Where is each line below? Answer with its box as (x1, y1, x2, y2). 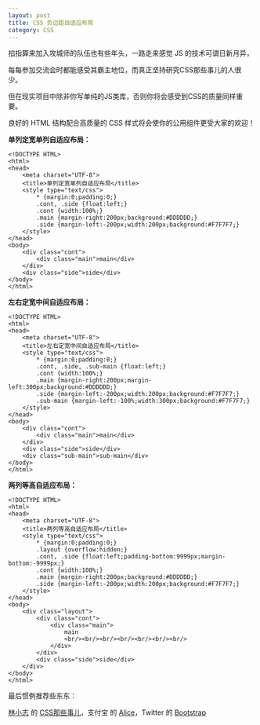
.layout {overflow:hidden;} (36, 546, 128, 554)
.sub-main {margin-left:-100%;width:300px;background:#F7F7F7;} (36, 397, 251, 405)
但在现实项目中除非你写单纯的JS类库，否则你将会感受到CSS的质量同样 (8, 92, 237, 101)
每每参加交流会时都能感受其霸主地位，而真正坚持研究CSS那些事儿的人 (8, 65, 235, 75)
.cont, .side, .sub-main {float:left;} (36, 363, 167, 371)
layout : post (8, 11, 51, 20)
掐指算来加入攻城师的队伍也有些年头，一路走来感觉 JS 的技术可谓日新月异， (8, 49, 254, 58)
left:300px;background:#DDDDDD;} (8, 383, 117, 391)
